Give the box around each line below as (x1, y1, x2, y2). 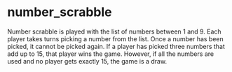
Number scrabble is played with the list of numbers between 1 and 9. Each (7, 27, 222, 36)
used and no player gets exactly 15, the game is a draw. (7, 57, 167, 65)
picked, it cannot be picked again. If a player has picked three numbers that (7, 42, 226, 50)
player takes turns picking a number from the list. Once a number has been (7, 34, 224, 43)
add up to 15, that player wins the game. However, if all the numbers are (7, 50, 214, 58)
